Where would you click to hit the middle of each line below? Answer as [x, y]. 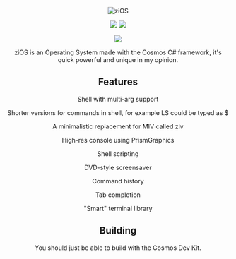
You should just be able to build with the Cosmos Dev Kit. [118, 248]
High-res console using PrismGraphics [118, 140]
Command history [118, 181]
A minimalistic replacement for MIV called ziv [118, 126]
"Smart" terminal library [118, 208]
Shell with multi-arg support [118, 99]
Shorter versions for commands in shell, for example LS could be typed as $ [118, 112]
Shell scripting [118, 153]
